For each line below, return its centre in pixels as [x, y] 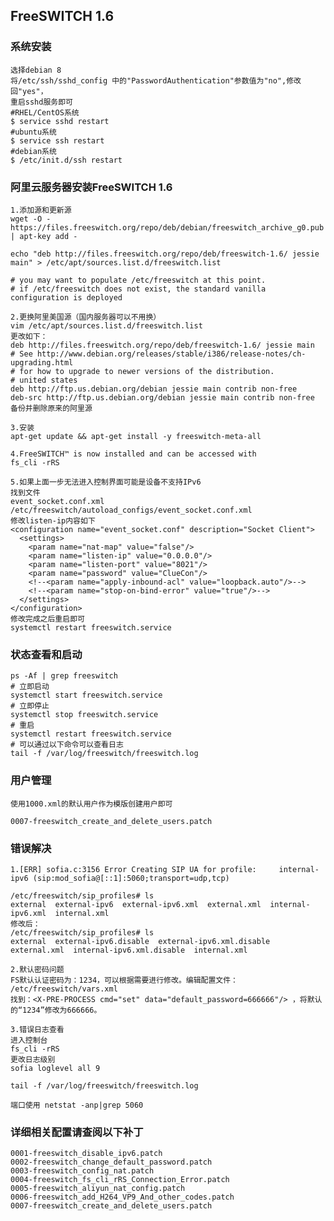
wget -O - [31, 219]
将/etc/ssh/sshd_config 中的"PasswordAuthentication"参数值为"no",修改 [156, 80]
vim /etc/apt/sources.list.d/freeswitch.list [106, 325]
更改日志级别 [33, 1059]
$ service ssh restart [57, 140]
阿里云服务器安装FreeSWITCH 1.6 [91, 187]
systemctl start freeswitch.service [86, 695]
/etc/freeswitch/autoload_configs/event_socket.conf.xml [131, 510]
